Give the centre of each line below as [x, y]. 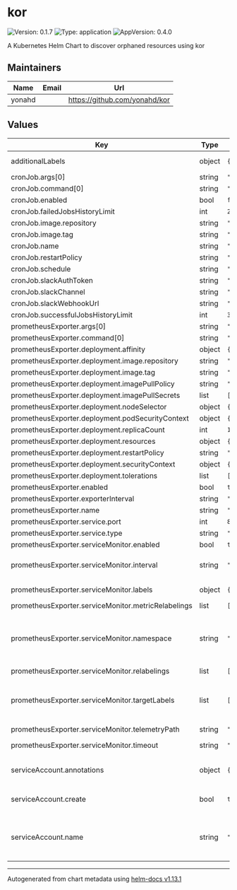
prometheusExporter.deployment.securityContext [93, 464]
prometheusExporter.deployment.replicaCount [88, 430]
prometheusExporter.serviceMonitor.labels [82, 590]
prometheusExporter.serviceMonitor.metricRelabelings [102, 605]
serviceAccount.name [47, 837]
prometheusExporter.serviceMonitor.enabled [85, 544]
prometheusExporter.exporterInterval [73, 498]
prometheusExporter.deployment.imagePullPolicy [93, 384]
